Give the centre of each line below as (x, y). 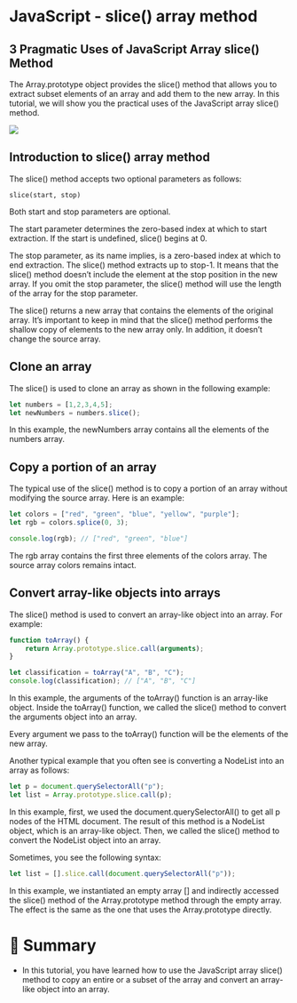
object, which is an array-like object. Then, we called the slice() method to (145, 830)
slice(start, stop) (45, 195)
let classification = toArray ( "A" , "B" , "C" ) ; (97, 673)
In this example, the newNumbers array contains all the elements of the (139, 429)
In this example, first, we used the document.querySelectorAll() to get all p (145, 812)
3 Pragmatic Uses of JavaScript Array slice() (134, 49)
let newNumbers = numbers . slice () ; (75, 413)
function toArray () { (49, 640)
